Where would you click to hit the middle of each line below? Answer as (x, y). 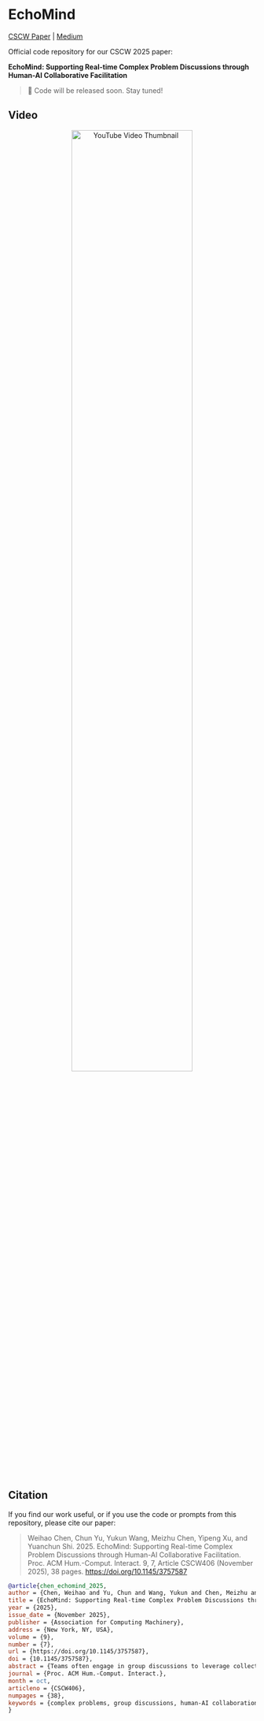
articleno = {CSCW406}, (47, 1688)
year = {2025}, (33, 1608)
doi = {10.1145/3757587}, (50, 1659)
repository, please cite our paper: (62, 1522)
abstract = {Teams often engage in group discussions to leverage (119, 1667)
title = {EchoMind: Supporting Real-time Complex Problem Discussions (126, 1600)
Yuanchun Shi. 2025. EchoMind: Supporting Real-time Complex (130, 1546)
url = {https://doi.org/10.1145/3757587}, (79, 1652)
